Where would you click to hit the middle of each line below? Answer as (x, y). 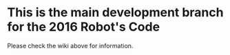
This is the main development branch (115, 13)
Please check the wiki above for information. (70, 45)
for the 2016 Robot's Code (84, 27)
